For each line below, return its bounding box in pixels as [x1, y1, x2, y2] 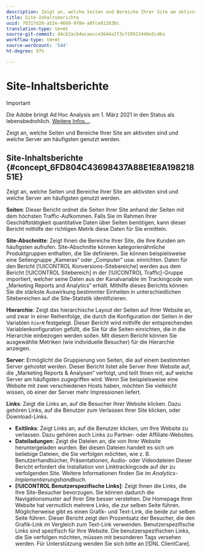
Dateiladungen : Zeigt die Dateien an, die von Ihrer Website [14, 437, 161, 444]
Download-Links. [6, 412, 49, 420]
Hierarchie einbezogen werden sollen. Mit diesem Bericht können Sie [6, 332, 177, 339]
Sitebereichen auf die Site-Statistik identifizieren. [6, 294, 127, 302]
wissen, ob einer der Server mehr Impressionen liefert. [6, 388, 141, 396]
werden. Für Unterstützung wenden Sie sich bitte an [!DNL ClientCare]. [14, 540, 191, 547]
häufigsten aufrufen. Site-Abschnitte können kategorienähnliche [6, 243, 165, 250]
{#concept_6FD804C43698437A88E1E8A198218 [6, 162, 194, 172]
